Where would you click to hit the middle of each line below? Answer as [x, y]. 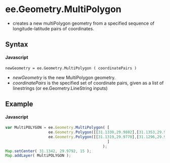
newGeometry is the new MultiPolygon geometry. [64, 77]
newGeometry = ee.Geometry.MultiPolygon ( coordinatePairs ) [71, 68]
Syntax [17, 45]
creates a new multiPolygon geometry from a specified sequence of [83, 23]
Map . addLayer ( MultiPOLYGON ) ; [38, 156]
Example [19, 104]
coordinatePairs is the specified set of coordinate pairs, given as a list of [88, 83]
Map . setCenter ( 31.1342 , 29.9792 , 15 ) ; [49, 151]
